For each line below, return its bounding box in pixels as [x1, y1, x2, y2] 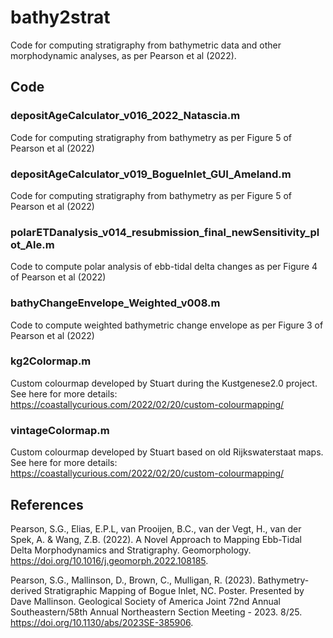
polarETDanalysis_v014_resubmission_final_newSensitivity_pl [10, 225, 320, 239]
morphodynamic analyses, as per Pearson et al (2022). [10, 49, 237, 61]
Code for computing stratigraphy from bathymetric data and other [10, 39, 282, 51]
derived [10, 584, 42, 596]
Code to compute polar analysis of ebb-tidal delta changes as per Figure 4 [10, 261, 318, 273]
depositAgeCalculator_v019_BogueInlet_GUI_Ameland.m [10, 167, 292, 181]
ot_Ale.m [10, 237, 55, 251]
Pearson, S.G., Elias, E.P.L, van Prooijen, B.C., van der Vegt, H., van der [10, 522, 302, 535]
